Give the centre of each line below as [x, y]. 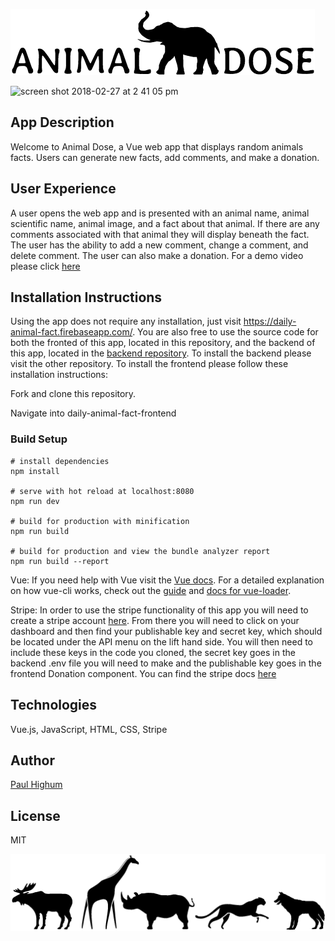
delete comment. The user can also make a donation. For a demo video [157, 255]
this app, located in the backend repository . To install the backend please [161, 353]
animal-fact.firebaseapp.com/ [71, 332]
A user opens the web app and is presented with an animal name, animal [160, 213]
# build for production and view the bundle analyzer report [140, 551]
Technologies [54, 705]
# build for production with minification [100, 521]
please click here [45, 266]
